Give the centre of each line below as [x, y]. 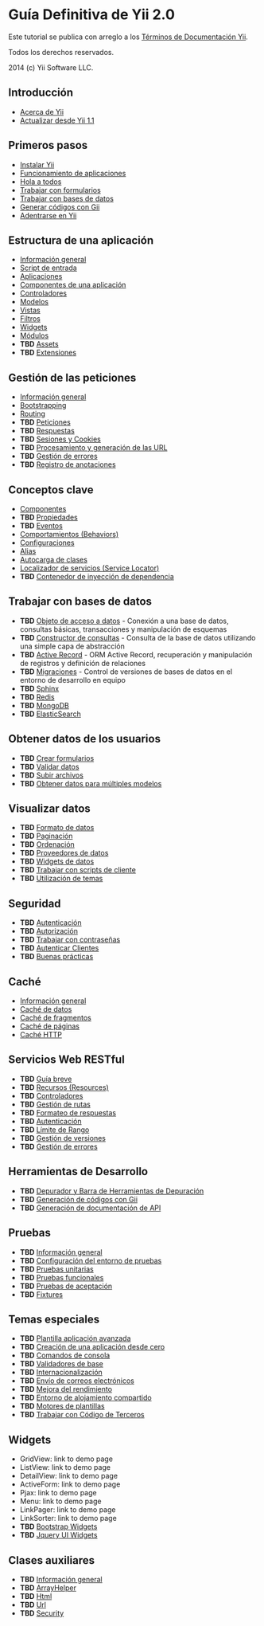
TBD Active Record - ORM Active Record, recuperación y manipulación [136, 654]
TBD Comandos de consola [65, 1355]
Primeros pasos [48, 145]
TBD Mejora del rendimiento [66, 1389]
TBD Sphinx [39, 688]
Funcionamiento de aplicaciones [73, 173]
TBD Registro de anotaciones [68, 464]
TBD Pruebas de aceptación [66, 1286]
